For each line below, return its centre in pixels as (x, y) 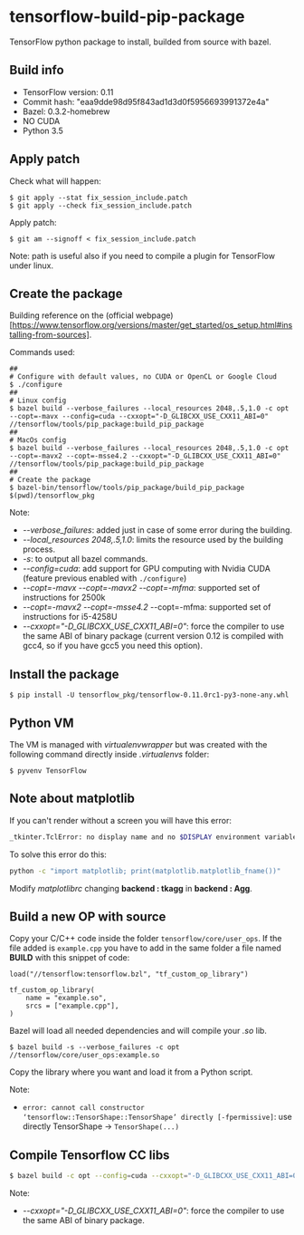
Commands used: (42, 352)
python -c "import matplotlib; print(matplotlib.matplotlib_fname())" (145, 871)
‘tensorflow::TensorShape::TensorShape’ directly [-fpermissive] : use (157, 1117)
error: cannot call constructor (83, 1108)
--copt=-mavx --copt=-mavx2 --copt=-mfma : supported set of (141, 588)
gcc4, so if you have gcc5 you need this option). (113, 646)
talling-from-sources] (50, 335)
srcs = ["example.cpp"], (72, 1006)
